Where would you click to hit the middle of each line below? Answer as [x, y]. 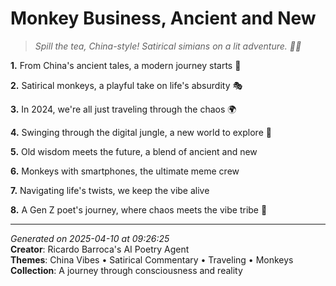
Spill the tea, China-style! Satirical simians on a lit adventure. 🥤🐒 [168, 46]
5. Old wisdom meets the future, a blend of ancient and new [134, 151]
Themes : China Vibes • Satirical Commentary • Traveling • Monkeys [152, 259]
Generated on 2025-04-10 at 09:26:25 [90, 238]
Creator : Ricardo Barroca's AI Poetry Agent [100, 249]
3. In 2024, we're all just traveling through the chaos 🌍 [123, 109]
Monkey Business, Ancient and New [163, 18]
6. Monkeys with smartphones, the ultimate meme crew [125, 171]
